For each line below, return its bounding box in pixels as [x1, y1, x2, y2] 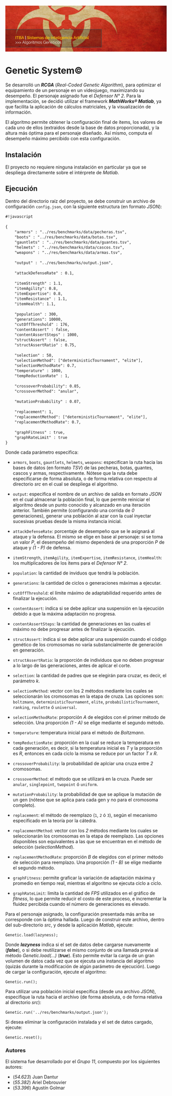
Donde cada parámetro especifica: [5, 449, 79, 455]
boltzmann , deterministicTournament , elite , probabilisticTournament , [12, 698, 160, 704]
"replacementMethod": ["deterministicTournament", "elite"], [14, 414, 147, 419]
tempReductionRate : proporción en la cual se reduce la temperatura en [12, 739, 160, 746]
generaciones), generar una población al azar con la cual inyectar [12, 512, 152, 519]
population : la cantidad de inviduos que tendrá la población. [12, 570, 140, 576]
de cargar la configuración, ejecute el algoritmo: [5, 969, 107, 975]
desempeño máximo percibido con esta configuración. [5, 136, 121, 142]
